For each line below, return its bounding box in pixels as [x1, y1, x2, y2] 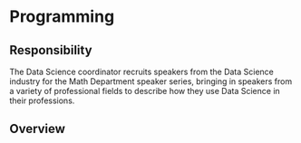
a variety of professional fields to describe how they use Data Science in [9, 86, 281, 96]
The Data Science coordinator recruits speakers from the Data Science [9, 66, 275, 77]
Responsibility [9, 43, 92, 58]
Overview [9, 121, 66, 137]
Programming [9, 6, 115, 27]
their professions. [9, 95, 75, 106]
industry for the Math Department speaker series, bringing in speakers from [9, 76, 293, 87]
